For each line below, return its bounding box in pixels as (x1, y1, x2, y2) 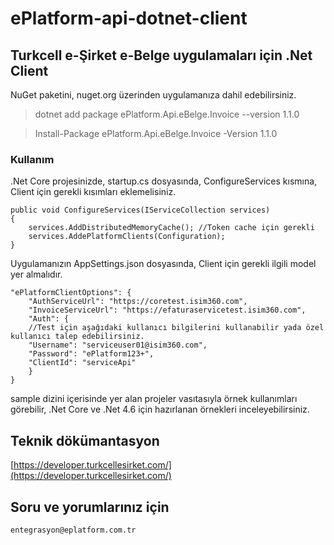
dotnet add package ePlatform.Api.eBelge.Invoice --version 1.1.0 (34, 108, 300, 120)
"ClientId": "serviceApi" (28, 358, 137, 368)
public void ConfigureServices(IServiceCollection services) (10, 205, 271, 216)
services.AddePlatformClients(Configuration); (28, 232, 226, 242)
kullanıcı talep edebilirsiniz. (10, 332, 145, 342)
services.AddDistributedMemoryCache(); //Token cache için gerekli (28, 223, 315, 233)
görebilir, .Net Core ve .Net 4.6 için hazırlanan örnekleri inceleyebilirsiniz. (10, 403, 310, 416)
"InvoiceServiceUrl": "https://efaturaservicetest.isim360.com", (28, 305, 307, 316)
